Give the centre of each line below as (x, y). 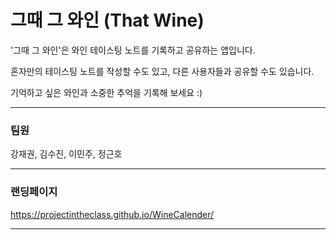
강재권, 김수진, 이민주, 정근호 (66, 154)
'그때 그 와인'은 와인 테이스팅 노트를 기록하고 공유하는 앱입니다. (133, 50)
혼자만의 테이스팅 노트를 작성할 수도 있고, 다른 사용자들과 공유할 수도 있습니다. (162, 71)
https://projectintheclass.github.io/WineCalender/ (112, 214)
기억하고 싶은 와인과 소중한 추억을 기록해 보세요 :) (106, 92)
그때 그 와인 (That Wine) (107, 20)
